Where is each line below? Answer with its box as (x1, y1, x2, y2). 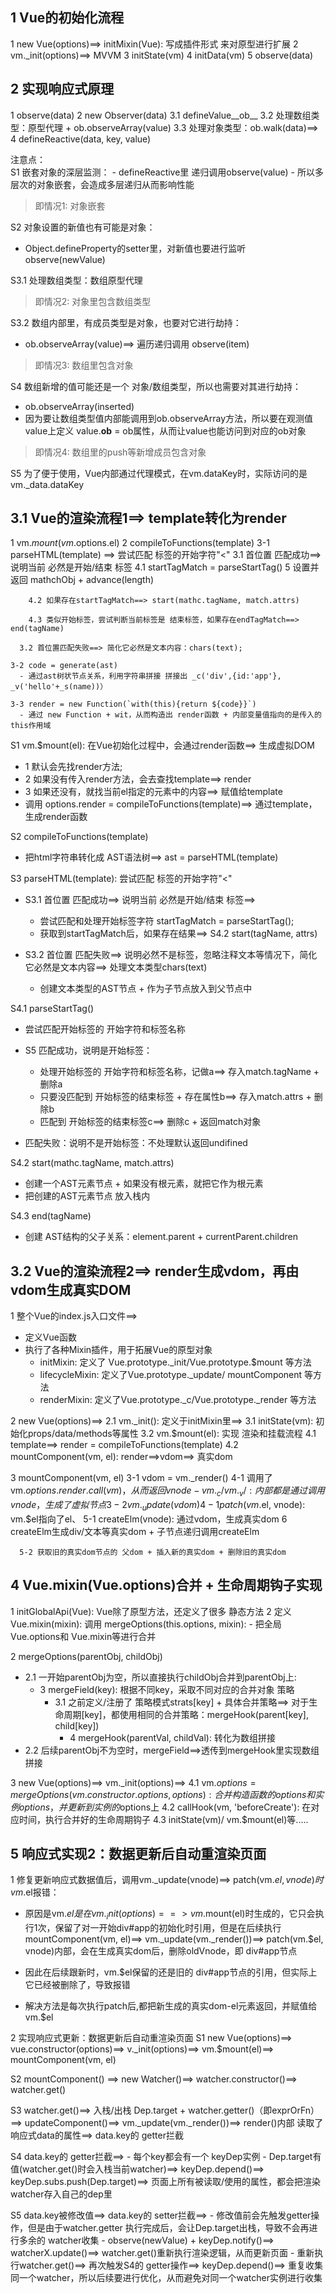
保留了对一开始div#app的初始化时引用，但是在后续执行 (54, 1922, 282, 1934)
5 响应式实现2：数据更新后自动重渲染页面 (10, 1846, 267, 1863)
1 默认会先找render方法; (24, 761, 123, 773)
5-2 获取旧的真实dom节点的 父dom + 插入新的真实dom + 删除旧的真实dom (19, 1547, 287, 1557)
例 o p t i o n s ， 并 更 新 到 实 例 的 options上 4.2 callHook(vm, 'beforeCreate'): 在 (10, 1801, 312, 1813)
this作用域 (10, 721, 52, 731)
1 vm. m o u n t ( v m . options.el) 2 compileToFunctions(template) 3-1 (10, 537, 270, 549)
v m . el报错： (10, 1886, 60, 1898)
